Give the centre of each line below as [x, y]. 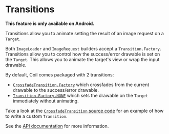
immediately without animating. [46, 101]
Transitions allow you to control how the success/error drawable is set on [83, 54]
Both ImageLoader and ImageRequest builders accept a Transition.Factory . [83, 48]
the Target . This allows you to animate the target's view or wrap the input [82, 59]
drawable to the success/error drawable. [56, 90]
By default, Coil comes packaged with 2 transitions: [60, 74]
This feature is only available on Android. [50, 23]
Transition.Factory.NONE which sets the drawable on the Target [80, 95]
